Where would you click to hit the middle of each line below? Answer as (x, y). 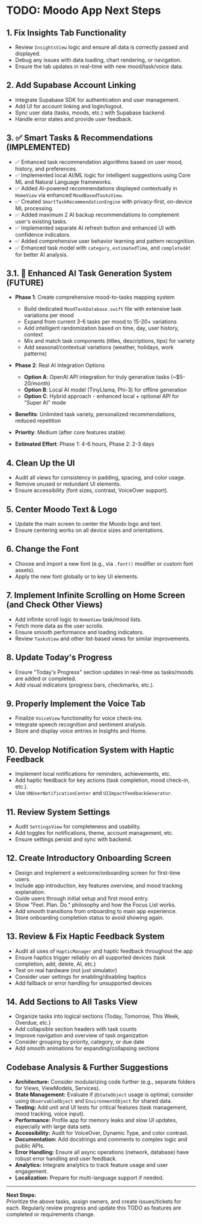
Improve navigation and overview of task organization (81, 1035)
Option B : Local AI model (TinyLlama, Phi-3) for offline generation (105, 390)
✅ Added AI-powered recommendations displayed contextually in (96, 188)
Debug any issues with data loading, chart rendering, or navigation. (98, 60)
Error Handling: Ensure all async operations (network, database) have (102, 1152)
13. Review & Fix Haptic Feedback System (86, 936)
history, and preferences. (46, 169)
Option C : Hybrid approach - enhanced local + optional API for (101, 396)
